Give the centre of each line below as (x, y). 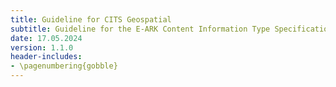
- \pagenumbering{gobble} (64, 66)
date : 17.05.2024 (46, 38)
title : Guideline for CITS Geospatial (91, 19)
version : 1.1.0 (42, 47)
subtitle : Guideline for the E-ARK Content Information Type (140, 29)
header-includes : (46, 57)
